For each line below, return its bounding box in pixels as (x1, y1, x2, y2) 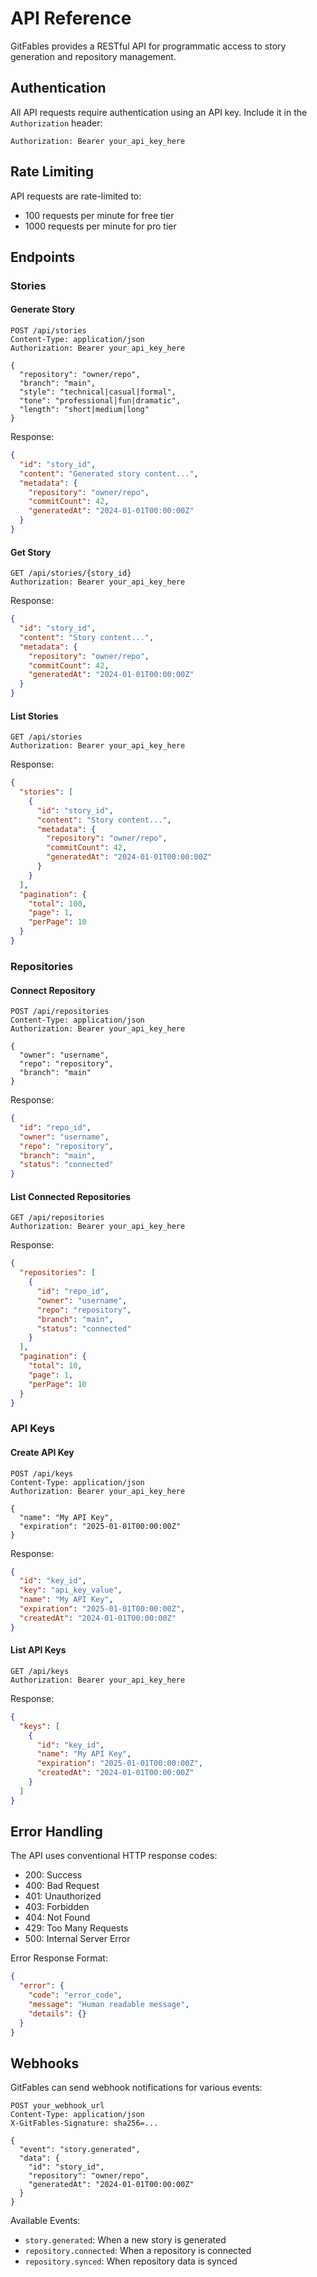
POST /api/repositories (10, 1007, 110, 1017)
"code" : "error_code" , (28, 1990, 123, 2001)
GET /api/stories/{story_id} (10, 568, 132, 579)
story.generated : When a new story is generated (24, 2234, 227, 2246)
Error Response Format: (10, 1952, 108, 1964)
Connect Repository (10, 984, 96, 996)
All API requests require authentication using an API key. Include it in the (10, 106, 308, 118)
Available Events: (10, 2215, 81, 2227)
